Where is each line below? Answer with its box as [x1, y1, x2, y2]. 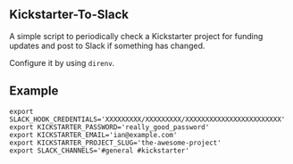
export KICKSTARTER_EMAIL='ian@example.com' [9, 130, 178, 139]
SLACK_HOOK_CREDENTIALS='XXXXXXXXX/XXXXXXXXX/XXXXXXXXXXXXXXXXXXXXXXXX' [9, 115, 286, 124]
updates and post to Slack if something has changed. [9, 40, 205, 51]
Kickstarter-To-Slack [9, 7, 130, 22]
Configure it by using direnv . [9, 57, 115, 68]
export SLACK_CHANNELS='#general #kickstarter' [9, 146, 190, 155]
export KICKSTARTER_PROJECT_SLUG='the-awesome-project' [9, 138, 222, 147]
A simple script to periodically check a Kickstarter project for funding [9, 30, 264, 41]
